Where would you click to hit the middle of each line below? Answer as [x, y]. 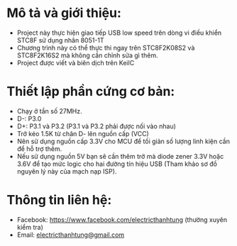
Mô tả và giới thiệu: [64, 13]
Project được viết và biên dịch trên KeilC [76, 62]
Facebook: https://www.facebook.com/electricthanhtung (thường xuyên [122, 219]
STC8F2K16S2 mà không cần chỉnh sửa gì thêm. [87, 55]
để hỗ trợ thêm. [39, 149]
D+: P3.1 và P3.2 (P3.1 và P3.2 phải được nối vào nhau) [97, 126]
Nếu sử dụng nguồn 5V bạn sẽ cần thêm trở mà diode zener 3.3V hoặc [120, 156]
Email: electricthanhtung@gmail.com [71, 235]
